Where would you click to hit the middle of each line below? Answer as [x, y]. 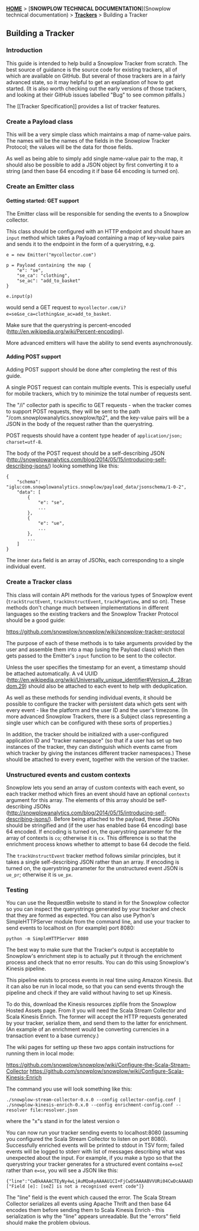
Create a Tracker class [39, 582]
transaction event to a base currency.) [53, 1036]
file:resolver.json [54, 1110]
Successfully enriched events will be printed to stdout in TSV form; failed [95, 1145]
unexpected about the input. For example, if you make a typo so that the [94, 1158]
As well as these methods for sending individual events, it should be [89, 697]
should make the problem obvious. [48, 1223]
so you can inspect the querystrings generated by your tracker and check [96, 909]
